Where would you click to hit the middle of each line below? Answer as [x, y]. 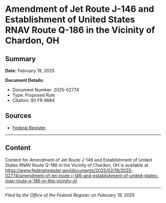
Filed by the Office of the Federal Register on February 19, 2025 [70, 195]
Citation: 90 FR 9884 [34, 100]
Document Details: [25, 80]
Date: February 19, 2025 [30, 71]
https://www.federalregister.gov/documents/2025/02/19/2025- [69, 170]
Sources [18, 116]
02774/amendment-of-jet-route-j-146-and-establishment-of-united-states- [82, 175]
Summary [21, 59]
